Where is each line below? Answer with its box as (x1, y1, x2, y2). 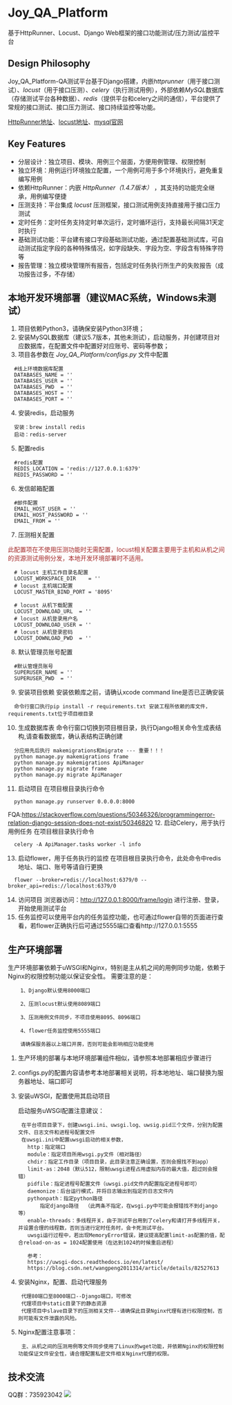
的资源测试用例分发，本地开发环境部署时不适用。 (8, 554, 147, 562)
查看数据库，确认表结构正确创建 (31, 732, 123, 741)
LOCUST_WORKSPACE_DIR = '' (14, 576, 101, 582)
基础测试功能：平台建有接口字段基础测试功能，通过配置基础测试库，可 (17, 235, 218, 244)
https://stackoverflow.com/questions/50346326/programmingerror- (21, 811, 215, 819)
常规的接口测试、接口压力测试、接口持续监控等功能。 (8, 102, 159, 111)
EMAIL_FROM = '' (14, 517, 61, 525)
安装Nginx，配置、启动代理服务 (17, 1278, 108, 1286)
